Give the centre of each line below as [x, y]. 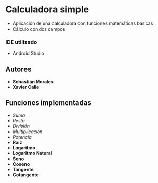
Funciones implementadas [48, 103]
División [21, 126]
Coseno [21, 164]
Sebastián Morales [33, 82]
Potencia [22, 137]
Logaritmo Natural [32, 153]
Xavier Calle [26, 87]
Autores [18, 69]
